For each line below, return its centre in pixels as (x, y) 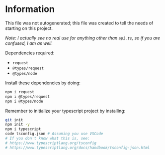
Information (30, 9)
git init (14, 120)
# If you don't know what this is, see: (48, 139)
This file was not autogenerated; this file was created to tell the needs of (79, 23)
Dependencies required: (30, 53)
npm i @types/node (24, 101)
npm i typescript (23, 129)
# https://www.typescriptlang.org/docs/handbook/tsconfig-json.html (78, 148)
